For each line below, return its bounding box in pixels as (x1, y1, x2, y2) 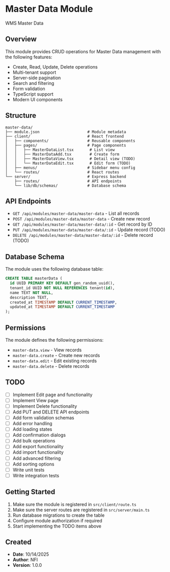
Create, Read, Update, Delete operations (12, 63, 98, 70)
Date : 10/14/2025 (12, 551, 49, 558)
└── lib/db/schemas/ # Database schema (14, 183, 126, 188)
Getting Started (5, 488, 55, 496)
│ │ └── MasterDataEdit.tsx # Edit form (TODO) (5, 161, 131, 166)
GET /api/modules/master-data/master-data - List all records (12, 210, 139, 216)
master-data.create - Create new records (12, 353, 100, 358)
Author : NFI (12, 557, 38, 563)
